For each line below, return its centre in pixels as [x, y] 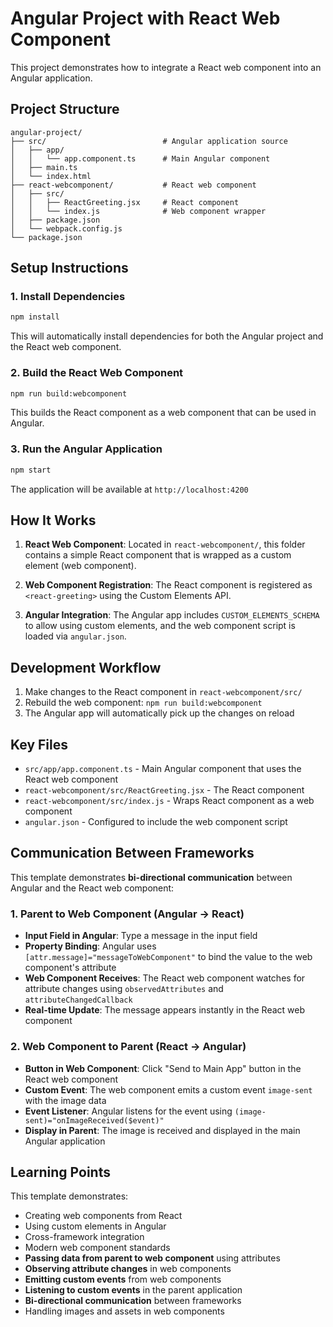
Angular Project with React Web [145, 18]
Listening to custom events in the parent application [133, 1290]
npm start [31, 470]
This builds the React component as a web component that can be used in [163, 413]
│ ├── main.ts [44, 167]
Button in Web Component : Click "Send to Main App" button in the [163, 1068]
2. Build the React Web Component [97, 373]
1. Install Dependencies [68, 297]
